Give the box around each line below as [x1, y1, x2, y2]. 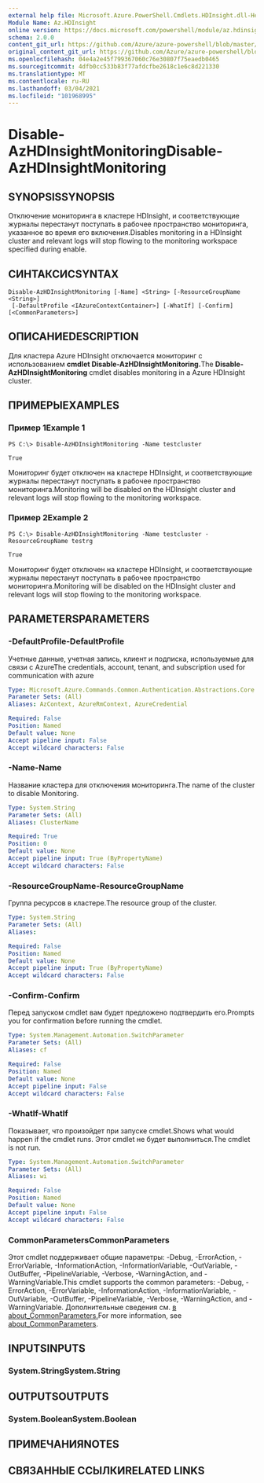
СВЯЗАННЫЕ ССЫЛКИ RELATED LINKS [8, 1464, 205, 1477]
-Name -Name [8, 762, 62, 773]
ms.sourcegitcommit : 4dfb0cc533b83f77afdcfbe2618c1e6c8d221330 [8, 63, 220, 71]
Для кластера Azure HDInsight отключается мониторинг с [8, 351, 203, 360]
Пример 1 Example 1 [8, 422, 86, 433]
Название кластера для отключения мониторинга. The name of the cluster [8, 780, 255, 790]
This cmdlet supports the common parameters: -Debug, [63, 1278, 244, 1287]
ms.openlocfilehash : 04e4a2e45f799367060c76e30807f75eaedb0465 [8, 56, 220, 64]
